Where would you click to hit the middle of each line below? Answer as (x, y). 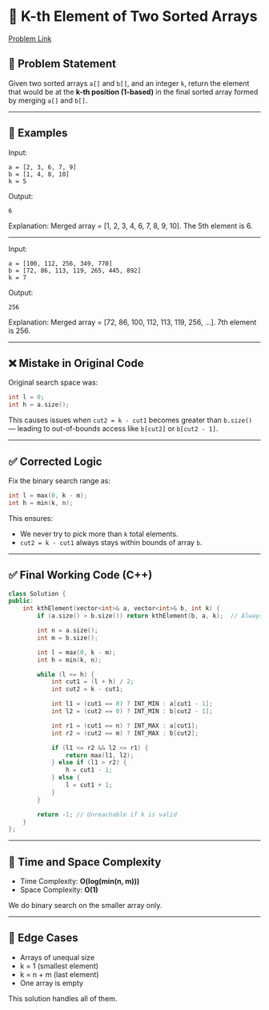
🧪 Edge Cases (43, 938)
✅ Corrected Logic (55, 461)
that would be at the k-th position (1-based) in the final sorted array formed (133, 92)
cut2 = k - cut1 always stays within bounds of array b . (111, 542)
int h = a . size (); (39, 405)
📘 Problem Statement (62, 64)
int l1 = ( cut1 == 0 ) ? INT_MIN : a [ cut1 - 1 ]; (132, 704)
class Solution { (37, 593)
